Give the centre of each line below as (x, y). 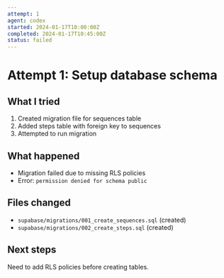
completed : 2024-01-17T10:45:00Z (57, 34)
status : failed (30, 40)
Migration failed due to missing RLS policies (82, 173)
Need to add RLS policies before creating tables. (78, 267)
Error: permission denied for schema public (82, 180)
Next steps (32, 250)
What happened (44, 156)
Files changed (39, 203)
